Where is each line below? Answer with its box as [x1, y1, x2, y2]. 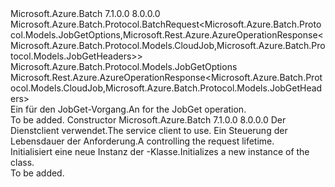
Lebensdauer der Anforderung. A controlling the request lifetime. [10, 135, 275, 147]
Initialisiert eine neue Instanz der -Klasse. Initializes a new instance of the [10, 146, 310, 157]
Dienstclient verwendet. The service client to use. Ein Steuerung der [10, 125, 288, 136]
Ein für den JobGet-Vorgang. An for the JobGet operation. [10, 103, 247, 115]
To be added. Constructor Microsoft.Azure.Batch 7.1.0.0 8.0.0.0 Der [10, 114, 287, 126]
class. [10, 157, 35, 168]
